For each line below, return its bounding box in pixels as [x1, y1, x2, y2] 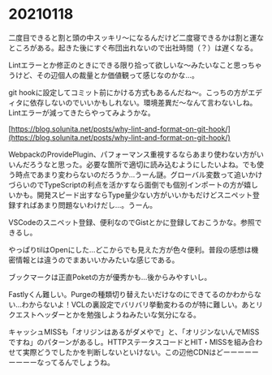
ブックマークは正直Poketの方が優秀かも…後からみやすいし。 [8, 272, 212, 282]
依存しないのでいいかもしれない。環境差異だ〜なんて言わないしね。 [29, 97, 257, 107]
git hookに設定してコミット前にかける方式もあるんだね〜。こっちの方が [8, 87, 248, 97]
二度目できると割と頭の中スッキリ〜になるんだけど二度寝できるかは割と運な [8, 32, 264, 42]
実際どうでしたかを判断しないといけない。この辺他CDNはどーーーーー [22, 347, 259, 357]
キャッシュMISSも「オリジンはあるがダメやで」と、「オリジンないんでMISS [8, 326, 260, 337]
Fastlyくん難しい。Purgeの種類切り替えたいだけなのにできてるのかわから [8, 289, 255, 299]
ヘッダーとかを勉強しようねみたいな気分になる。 [36, 309, 201, 319]
